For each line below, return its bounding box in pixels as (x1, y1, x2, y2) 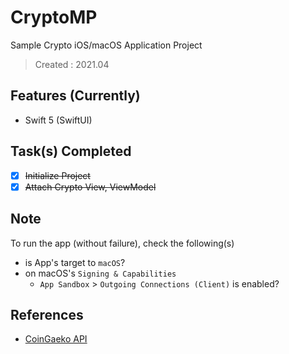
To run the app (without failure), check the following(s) (10, 237, 235, 249)
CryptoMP (10, 6, 98, 29)
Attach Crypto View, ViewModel (24, 181, 157, 193)
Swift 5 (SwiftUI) (24, 114, 93, 126)
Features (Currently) (10, 87, 141, 105)
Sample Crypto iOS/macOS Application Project (10, 39, 203, 51)
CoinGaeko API (24, 333, 88, 345)
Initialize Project (24, 169, 91, 181)
